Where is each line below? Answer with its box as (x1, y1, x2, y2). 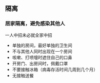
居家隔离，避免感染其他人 (5, 20, 65, 27)
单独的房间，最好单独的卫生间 (12, 42, 72, 48)
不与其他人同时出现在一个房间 (12, 48, 72, 54)
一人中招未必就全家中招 (5, 32, 52, 38)
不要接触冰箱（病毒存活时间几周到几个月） (12, 67, 98, 72)
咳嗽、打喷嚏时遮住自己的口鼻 (12, 55, 72, 60)
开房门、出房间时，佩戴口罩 (12, 60, 68, 66)
